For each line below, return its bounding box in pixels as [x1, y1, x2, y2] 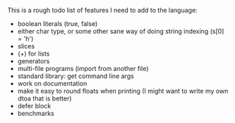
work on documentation [17, 79, 88, 87]
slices [17, 42, 35, 50]
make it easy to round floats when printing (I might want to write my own [17, 87, 229, 95]
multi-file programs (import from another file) [17, 65, 150, 72]
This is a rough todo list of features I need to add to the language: [7, 6, 198, 14]
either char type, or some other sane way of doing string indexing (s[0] [17, 27, 224, 35]
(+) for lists [17, 49, 50, 58]
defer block [17, 102, 52, 110]
